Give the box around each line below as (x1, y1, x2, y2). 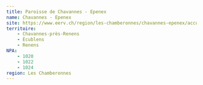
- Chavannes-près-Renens (17, 31, 80, 37)
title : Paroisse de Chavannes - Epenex (6, 8, 107, 15)
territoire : (6, 25, 36, 32)
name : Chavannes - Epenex (6, 14, 71, 20)
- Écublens (17, 37, 45, 42)
